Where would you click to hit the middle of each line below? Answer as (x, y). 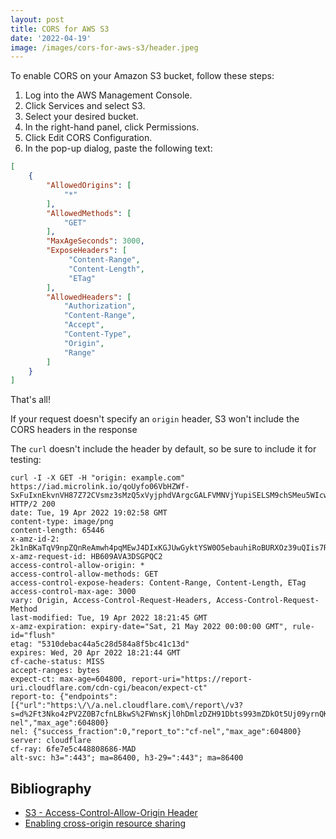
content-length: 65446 (57, 531)
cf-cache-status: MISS (57, 662)
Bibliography (51, 788)
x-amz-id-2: (35, 539)
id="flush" (33, 636)
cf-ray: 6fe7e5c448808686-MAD (73, 749)
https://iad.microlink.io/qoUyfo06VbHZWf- (100, 487)
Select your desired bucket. (81, 117)
